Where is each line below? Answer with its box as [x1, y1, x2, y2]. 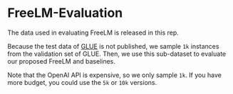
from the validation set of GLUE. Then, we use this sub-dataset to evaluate [7, 49, 227, 58]
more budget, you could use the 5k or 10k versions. [7, 78, 157, 86]
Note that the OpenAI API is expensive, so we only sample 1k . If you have [7, 71, 222, 79]
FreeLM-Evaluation [7, 5, 123, 21]
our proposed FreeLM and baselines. [7, 57, 116, 65]
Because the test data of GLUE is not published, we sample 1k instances [7, 42, 219, 50]
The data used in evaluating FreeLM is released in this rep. [7, 28, 180, 37]
